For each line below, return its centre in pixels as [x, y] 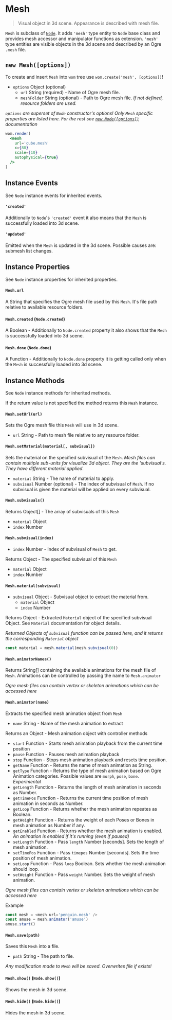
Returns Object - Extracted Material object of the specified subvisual [79, 618]
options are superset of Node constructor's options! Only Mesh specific [79, 113]
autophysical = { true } [36, 157]
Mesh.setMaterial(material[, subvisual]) [50, 446]
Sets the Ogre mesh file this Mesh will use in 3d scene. [62, 425]
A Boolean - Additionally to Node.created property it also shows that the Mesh [86, 330]
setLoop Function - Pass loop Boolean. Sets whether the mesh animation [89, 863]
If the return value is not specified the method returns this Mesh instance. [82, 403]
